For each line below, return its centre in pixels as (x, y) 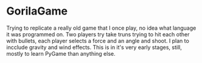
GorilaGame (37, 11)
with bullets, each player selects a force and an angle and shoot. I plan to (98, 41)
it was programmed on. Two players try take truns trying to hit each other (98, 34)
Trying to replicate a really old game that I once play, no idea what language (101, 28)
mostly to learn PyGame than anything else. (61, 53)
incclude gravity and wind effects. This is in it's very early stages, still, (94, 47)
